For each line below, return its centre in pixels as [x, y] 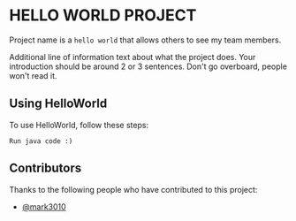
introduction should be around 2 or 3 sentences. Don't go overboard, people [148, 66]
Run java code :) [41, 141]
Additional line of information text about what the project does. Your [133, 57]
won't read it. [33, 75]
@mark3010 [44, 206]
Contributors [46, 168]
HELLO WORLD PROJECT [103, 15]
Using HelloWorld [58, 104]
